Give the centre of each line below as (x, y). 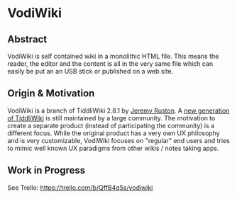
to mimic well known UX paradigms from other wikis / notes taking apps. (113, 148)
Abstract (27, 39)
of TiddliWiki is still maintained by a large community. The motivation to (111, 118)
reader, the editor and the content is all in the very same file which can (110, 64)
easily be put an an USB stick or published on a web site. (90, 71)
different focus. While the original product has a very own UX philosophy (114, 133)
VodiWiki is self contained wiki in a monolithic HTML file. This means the (113, 56)
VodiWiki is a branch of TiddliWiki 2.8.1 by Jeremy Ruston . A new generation (118, 110)
